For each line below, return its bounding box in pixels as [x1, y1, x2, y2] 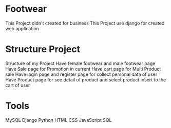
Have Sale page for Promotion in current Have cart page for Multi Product [5, 66, 161, 72]
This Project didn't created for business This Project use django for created [5, 20, 165, 26]
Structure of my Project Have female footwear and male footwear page [5, 60, 156, 67]
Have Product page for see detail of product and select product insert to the [5, 76, 166, 82]
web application [5, 25, 40, 31]
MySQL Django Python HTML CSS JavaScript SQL [5, 117, 112, 123]
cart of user [5, 82, 30, 88]
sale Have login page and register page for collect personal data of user [5, 71, 158, 77]
